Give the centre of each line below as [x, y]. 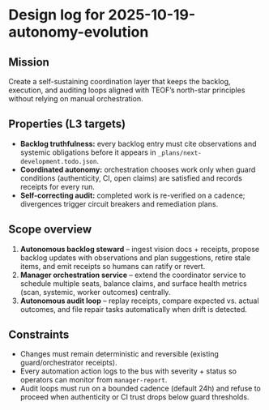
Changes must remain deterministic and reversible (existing [119, 354]
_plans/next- [180, 153]
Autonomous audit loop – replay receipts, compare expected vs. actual [139, 301]
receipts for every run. [58, 186]
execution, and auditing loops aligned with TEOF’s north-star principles [127, 90]
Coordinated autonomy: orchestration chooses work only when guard [138, 169]
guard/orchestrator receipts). [68, 363]
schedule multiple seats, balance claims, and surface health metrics [133, 283]
